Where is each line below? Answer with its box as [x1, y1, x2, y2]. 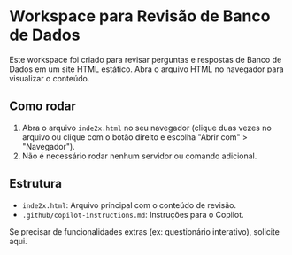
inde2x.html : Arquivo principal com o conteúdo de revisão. [21, 199, 237, 210]
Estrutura [9, 176, 63, 191]
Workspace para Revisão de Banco [9, 6, 271, 27]
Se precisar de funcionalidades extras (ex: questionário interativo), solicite [9, 226, 280, 236]
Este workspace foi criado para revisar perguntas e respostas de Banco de [9, 54, 282, 65]
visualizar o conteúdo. [9, 73, 90, 83]
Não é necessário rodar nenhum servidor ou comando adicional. [21, 151, 257, 161]
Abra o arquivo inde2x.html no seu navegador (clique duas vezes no [21, 122, 272, 133]
